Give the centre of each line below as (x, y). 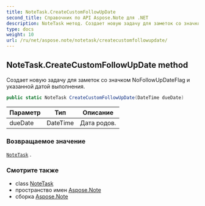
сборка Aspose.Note (41, 197)
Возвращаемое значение (46, 141)
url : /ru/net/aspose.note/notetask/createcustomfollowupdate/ (87, 40)
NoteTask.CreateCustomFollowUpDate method (97, 65)
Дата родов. (98, 123)
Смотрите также (33, 170)
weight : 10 (20, 35)
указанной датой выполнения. (46, 86)
